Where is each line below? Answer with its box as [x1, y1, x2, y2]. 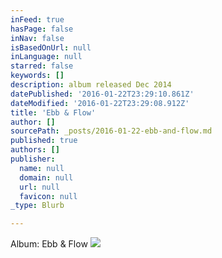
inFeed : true [10, 14, 65, 25]
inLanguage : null [10, 52, 83, 62]
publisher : [10, 154, 56, 164]
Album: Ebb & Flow [10, 238, 88, 250]
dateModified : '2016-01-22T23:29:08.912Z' [10, 98, 190, 108]
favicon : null [19, 191, 78, 201]
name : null [19, 163, 65, 173]
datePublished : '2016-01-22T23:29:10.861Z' [10, 89, 195, 99]
